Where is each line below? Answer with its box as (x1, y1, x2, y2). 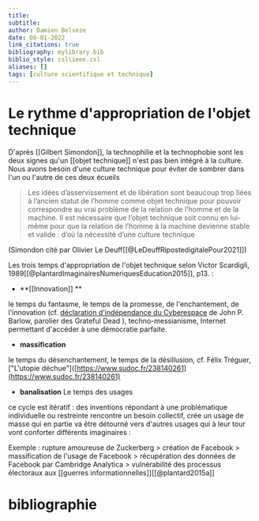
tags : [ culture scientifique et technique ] (8, 70, 154, 78)
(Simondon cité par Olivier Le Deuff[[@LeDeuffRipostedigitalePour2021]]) (8, 245, 247, 254)
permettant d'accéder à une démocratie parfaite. (8, 324, 167, 334)
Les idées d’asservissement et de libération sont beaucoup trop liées (27, 187, 252, 197)
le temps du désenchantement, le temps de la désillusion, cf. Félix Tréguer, (8, 354, 251, 364)
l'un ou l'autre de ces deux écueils (8, 172, 120, 182)
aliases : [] (8, 63, 47, 71)
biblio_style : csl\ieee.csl (8, 56, 101, 64)
